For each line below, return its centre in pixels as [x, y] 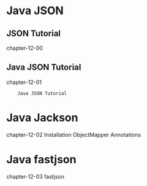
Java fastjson [41, 159]
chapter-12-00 [24, 48]
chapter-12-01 [24, 82]
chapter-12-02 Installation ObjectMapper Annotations [74, 134]
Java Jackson [42, 118]
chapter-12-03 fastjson [35, 176]
